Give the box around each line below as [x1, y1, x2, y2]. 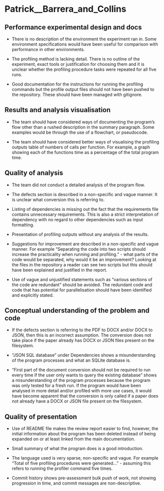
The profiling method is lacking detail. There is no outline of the [11, 56, 140, 62]
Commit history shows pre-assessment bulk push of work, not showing [11, 475, 156, 481]
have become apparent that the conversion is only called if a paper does [11, 393, 159, 399]
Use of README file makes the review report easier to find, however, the [11, 426, 159, 432]
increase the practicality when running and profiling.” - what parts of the [11, 251, 158, 257]
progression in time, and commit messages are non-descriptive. [11, 480, 141, 486]
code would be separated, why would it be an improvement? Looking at [11, 257, 157, 262]
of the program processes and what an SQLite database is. [11, 357, 131, 363]
